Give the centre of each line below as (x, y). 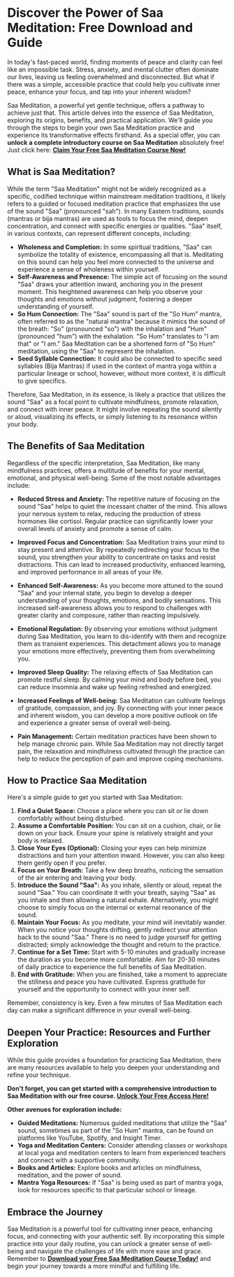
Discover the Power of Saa (86, 13)
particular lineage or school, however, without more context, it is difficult (121, 373)
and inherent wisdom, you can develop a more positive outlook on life (117, 715)
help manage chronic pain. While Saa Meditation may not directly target (120, 744)
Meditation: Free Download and (100, 28)
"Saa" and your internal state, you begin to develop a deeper (104, 593)
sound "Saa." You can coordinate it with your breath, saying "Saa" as (116, 893)
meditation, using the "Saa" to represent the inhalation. (96, 351)
